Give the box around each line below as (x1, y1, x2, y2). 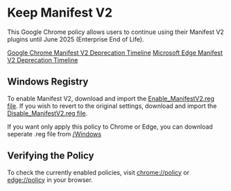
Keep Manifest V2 (7, 5, 113, 21)
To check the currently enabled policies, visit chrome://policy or (7, 168, 189, 176)
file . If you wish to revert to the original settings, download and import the (7, 102, 217, 110)
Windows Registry (7, 76, 89, 88)
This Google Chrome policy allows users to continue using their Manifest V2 (7, 28, 224, 36)
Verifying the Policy (7, 150, 94, 162)
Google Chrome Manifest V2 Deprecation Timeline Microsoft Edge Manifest (7, 48, 223, 57)
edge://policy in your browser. (7, 175, 94, 184)
